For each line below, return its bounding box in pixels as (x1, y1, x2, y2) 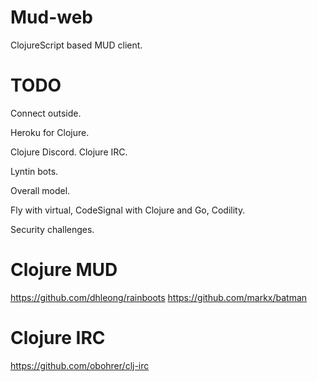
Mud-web (10, 6, 94, 29)
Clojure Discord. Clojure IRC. (10, 146, 128, 158)
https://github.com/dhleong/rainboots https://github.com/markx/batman (10, 291, 308, 303)
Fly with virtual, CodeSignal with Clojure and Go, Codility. (10, 204, 246, 216)
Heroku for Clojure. (10, 126, 90, 138)
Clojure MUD (10, 259, 118, 281)
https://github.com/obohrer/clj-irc (10, 359, 150, 371)
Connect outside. (10, 107, 82, 119)
